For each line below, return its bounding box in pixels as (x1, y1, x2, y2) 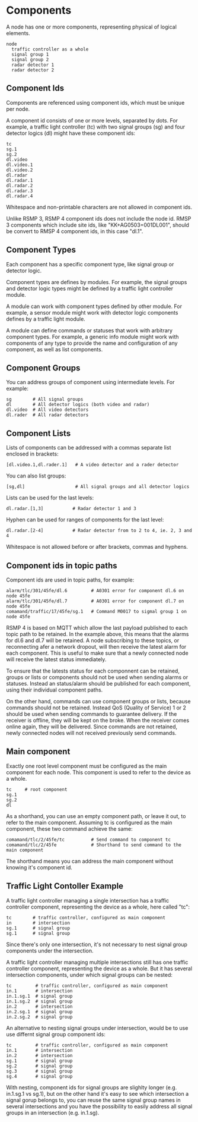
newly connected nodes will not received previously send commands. (6, 730, 177, 736)
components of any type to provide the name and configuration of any (6, 340, 178, 347)
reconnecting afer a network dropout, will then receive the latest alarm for (6, 643, 187, 650)
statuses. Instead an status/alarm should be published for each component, (6, 680, 191, 687)
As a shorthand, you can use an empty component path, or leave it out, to (6, 812, 186, 819)
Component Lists (6, 428, 71, 438)
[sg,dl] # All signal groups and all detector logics (6, 484, 190, 490)
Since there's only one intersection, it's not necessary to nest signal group (6, 941, 188, 948)
